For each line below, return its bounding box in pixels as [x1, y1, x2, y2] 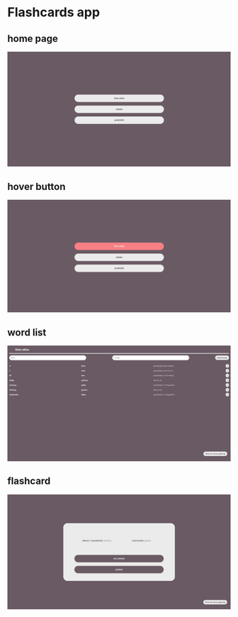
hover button [7, 180, 66, 192]
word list [7, 326, 47, 338]
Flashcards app [7, 4, 101, 21]
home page [7, 33, 59, 45]
